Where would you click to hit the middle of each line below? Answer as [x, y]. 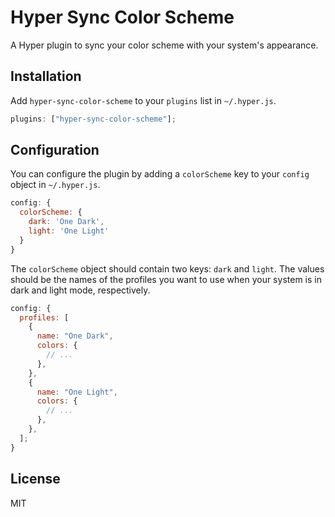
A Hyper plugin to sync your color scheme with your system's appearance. [164, 45]
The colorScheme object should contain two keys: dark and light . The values [167, 268]
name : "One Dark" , [75, 336]
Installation [46, 76]
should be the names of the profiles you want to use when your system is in [166, 279]
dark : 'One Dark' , [66, 222]
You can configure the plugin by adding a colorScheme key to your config [160, 174]
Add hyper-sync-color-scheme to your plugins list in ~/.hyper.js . [143, 100]
